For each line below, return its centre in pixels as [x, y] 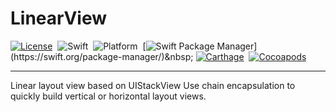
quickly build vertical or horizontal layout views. [108, 96]
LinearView [59, 18]
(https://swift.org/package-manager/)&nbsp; [102, 56]
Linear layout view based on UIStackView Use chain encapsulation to [153, 85]
